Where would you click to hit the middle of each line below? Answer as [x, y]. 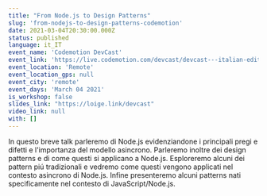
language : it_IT [35, 45]
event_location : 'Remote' [51, 67]
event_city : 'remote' [44, 82]
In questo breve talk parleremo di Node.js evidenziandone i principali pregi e [133, 141]
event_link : [28, 60]
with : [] [23, 119]
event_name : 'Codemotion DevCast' [66, 52]
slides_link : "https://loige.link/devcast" [81, 104]
